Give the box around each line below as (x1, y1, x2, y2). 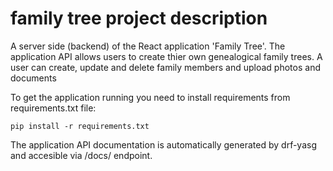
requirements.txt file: (10, 102, 97, 114)
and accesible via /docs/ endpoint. (10, 149, 153, 161)
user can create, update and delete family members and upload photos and (10, 61, 321, 73)
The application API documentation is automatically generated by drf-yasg (10, 138, 317, 151)
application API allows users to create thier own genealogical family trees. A (10, 50, 323, 62)
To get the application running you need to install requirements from (10, 91, 291, 103)
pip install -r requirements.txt (10, 121, 150, 131)
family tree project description (10, 7, 268, 30)
